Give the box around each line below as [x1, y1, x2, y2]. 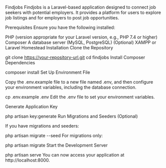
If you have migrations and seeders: [5, 123, 79, 129]
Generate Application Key [5, 104, 58, 109]
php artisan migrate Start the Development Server [5, 142, 108, 148]
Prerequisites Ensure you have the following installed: [5, 24, 115, 30]
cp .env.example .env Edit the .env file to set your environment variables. [5, 94, 155, 100]
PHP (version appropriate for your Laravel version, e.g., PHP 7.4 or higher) [5, 34, 157, 40]
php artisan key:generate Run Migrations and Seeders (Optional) [5, 113, 138, 119]
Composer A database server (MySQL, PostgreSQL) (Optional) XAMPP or [5, 39, 156, 45]
